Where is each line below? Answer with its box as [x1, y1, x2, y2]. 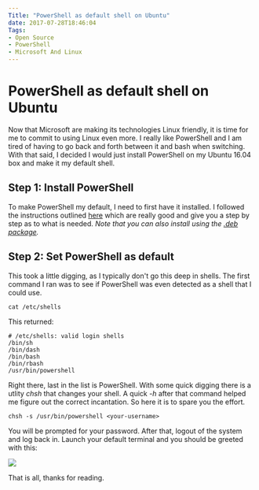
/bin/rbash [8, 359, 44, 367]
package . [8, 227, 39, 236]
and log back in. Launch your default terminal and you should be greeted [8, 434, 243, 444]
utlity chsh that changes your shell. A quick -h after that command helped [8, 388, 246, 398]
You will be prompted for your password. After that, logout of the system [8, 426, 243, 436]
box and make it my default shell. [8, 158, 115, 168]
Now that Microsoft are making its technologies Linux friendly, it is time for [8, 124, 249, 134]
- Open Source [8, 33, 55, 42]
